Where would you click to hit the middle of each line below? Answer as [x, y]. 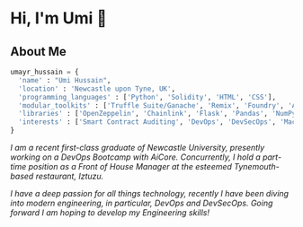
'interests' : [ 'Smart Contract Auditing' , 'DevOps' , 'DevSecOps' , [147, 122]
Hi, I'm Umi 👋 [58, 18]
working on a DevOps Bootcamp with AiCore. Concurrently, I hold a [135, 157]
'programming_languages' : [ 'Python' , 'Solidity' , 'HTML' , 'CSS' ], [147, 97]
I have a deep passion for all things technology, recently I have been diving [150, 193]
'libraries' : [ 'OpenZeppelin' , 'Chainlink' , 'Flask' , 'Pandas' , [143, 114]
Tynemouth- [257, 166]
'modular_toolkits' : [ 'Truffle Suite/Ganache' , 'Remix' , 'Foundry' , [151, 105]
